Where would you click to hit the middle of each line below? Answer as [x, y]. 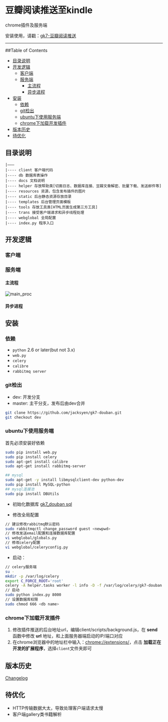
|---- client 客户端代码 [29, 170]
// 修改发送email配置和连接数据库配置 [40, 533]
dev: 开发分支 [26, 397]
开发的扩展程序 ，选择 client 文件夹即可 [52, 649]
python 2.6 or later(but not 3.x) [44, 350]
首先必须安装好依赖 [25, 443]
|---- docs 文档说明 [25, 180]
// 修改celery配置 [23, 543]
